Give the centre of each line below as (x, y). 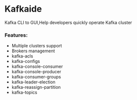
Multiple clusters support (37, 46)
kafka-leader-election (33, 82)
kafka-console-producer (36, 72)
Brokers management (33, 51)
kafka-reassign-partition (36, 87)
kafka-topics (24, 92)
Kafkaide (23, 9)
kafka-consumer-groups (36, 77)
